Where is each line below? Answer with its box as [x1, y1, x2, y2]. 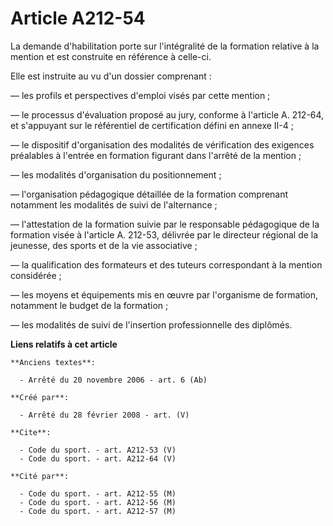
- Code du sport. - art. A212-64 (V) [19, 453, 177, 464]
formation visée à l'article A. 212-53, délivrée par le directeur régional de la [10, 228, 319, 241]
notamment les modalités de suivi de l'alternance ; [10, 198, 218, 211]
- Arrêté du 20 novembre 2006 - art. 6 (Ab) [19, 375, 208, 385]
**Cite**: [10, 427, 52, 437]
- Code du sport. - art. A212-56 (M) [19, 497, 177, 507]
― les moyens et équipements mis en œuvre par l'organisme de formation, [10, 288, 319, 301]
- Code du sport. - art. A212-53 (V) [19, 445, 177, 455]
